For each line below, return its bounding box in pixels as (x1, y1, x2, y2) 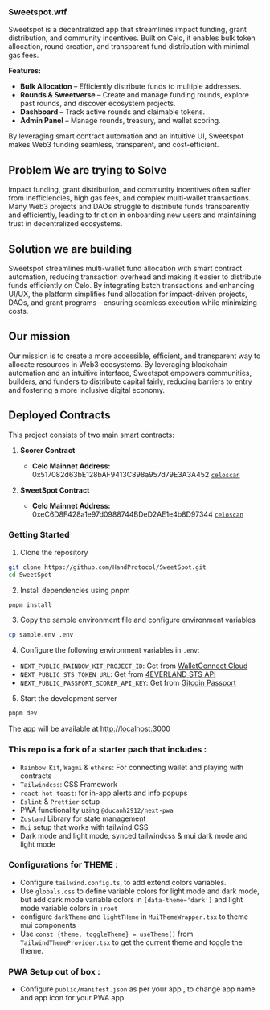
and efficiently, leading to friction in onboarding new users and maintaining (8, 210, 256, 220)
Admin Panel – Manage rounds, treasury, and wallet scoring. (19, 116, 221, 126)
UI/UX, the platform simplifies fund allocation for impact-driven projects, (8, 289, 247, 299)
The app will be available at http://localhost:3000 (8, 723, 171, 734)
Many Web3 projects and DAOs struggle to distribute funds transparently (8, 202, 250, 212)
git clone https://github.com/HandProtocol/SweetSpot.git (8, 563, 207, 571)
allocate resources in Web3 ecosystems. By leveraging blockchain (8, 359, 228, 369)
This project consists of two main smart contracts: (8, 430, 175, 439)
